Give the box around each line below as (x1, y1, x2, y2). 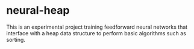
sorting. (6, 36, 26, 43)
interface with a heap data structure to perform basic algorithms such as (6, 29, 187, 36)
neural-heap (6, 4, 70, 17)
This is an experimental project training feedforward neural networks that (6, 23, 188, 30)
